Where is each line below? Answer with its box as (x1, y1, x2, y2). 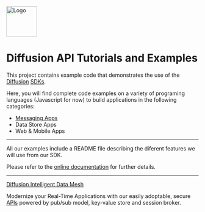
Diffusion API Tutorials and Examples (6, 51, 198, 65)
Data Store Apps (15, 121, 57, 128)
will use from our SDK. (6, 151, 63, 158)
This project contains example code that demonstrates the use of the (6, 71, 180, 79)
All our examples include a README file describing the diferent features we (6, 144, 195, 152)
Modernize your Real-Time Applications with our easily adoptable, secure (6, 192, 191, 200)
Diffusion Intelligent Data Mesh (6, 180, 84, 188)
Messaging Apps (15, 114, 58, 121)
